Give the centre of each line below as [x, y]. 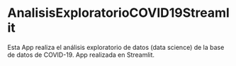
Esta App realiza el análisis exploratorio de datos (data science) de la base [116, 47]
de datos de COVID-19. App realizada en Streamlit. [81, 55]
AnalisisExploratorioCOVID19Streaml [119, 13]
